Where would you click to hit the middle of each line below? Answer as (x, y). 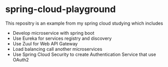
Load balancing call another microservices (57, 49)
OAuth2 (21, 59)
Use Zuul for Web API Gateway (45, 43)
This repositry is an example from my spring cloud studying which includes (84, 23)
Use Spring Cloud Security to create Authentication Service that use (84, 54)
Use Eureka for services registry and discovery (62, 38)
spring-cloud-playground (61, 9)
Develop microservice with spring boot (53, 33)
